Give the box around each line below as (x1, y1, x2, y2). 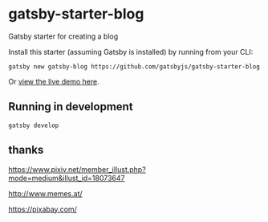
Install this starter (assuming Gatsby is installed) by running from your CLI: (8, 47, 254, 56)
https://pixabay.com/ (8, 204, 78, 214)
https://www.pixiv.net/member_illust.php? (8, 164, 146, 174)
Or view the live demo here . (8, 76, 99, 86)
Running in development (8, 100, 134, 113)
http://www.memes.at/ (8, 188, 83, 198)
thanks (8, 143, 44, 157)
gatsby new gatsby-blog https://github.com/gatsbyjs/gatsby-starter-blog (8, 62, 261, 71)
